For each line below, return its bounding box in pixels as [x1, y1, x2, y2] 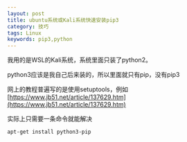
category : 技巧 [7, 23, 49, 30]
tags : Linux [7, 29, 42, 37]
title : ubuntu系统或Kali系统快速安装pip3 [7, 17, 119, 24]
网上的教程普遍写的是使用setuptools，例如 [7, 85, 128, 94]
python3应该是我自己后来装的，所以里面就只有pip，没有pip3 [7, 71, 180, 79]
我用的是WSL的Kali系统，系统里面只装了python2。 [7, 56, 152, 64]
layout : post [7, 10, 45, 17]
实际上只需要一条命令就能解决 [7, 115, 92, 123]
